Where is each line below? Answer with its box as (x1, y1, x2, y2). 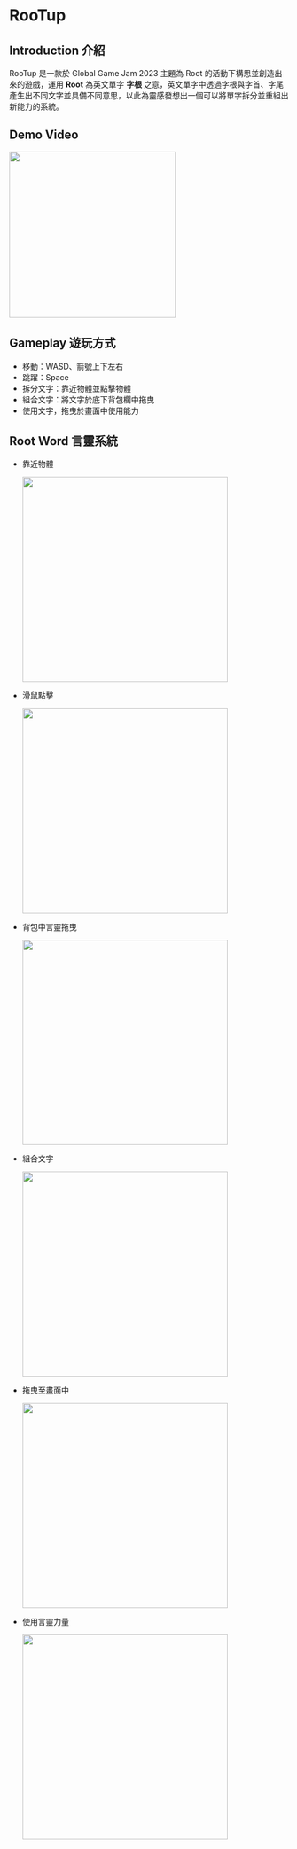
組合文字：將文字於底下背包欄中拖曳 (21, 394, 155, 404)
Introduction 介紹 (9, 43, 106, 58)
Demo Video (9, 128, 79, 143)
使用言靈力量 (21, 1617, 69, 1627)
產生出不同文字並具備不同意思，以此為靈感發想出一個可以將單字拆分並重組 (9, 90, 281, 100)
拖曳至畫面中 (21, 1385, 69, 1396)
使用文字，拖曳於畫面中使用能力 (21, 405, 139, 416)
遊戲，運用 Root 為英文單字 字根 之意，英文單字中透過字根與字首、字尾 (24, 79, 285, 90)
